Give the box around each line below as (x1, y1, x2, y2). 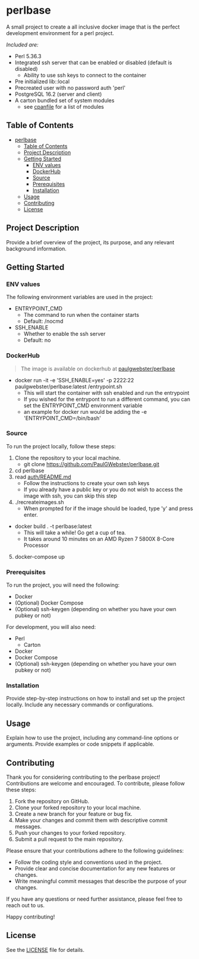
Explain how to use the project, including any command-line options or (6, 734, 179, 741)
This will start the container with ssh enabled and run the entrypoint (23, 389, 189, 396)
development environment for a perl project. (6, 29, 115, 36)
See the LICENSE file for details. (6, 946, 85, 953)
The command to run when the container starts (23, 312, 140, 319)
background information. (6, 245, 67, 252)
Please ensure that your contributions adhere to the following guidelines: (6, 847, 184, 854)
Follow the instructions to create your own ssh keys (23, 479, 150, 486)
